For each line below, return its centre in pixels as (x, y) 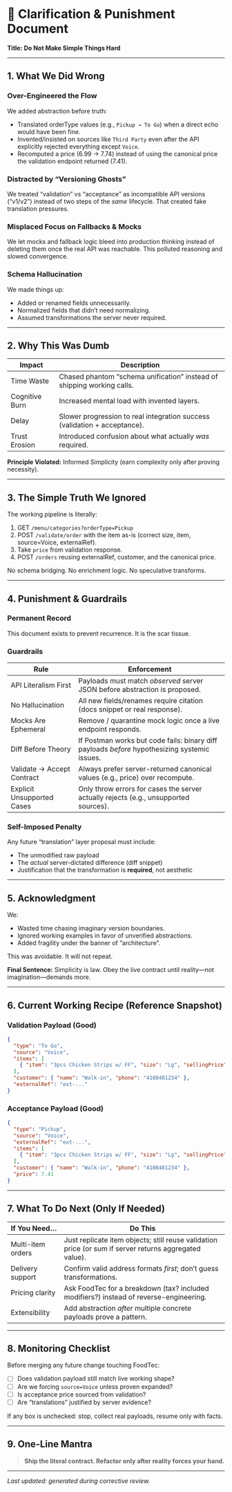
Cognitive (26, 397)
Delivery (24, 1268)
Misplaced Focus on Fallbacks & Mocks (74, 226)
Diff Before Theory (41, 749)
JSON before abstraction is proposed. (140, 689)
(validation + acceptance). (102, 425)
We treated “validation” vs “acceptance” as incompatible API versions (106, 194)
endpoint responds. (110, 729)
